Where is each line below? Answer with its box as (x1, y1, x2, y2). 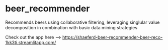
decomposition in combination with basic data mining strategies (5, 24, 137, 30)
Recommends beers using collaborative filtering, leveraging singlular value (5, 19, 160, 25)
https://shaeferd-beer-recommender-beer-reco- (62, 34, 163, 40)
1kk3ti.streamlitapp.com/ (5, 39, 56, 45)
